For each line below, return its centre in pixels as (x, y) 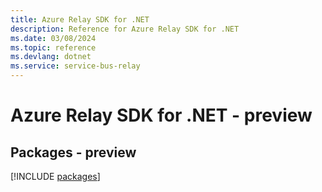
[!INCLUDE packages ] (55, 176)
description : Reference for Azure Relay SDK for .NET (125, 29)
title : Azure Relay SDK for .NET (80, 19)
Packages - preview (73, 152)
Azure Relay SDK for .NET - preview (161, 115)
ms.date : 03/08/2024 (53, 38)
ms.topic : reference (53, 47)
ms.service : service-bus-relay (75, 66)
